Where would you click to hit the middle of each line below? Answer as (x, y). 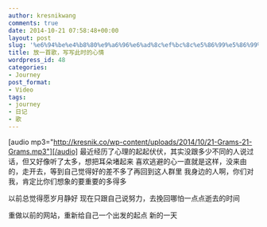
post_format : (30, 82)
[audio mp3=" (31, 142)
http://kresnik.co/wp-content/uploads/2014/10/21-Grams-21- (153, 142)
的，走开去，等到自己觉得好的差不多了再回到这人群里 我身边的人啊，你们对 (131, 171)
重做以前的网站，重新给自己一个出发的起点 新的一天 (93, 215)
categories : (28, 68)
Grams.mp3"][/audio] (43, 151)
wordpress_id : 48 (37, 61)
